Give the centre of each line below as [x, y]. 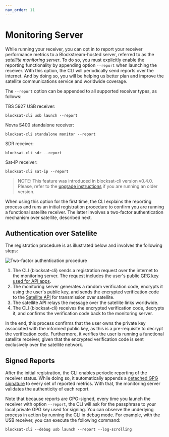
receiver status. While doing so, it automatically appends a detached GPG [82, 378]
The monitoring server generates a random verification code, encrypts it [88, 287]
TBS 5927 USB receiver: [30, 106]
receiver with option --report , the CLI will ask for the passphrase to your [81, 404]
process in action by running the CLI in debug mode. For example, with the [83, 415]
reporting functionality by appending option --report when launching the [81, 65]
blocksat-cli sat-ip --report [37, 171]
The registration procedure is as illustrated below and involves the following [84, 245]
